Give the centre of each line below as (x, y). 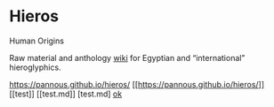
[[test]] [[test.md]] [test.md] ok (66, 94)
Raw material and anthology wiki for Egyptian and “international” (127, 57)
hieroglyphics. (35, 67)
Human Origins (37, 41)
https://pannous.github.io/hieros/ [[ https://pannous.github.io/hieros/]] (137, 84)
